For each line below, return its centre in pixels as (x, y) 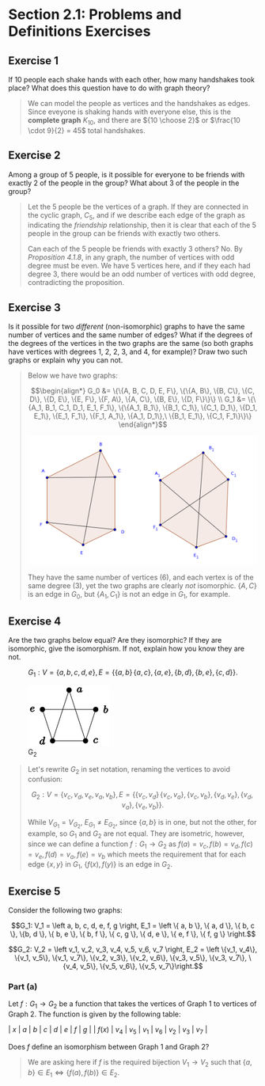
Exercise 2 (34, 156)
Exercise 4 (35, 621)
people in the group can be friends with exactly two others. (124, 234)
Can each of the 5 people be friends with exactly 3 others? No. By (135, 249)
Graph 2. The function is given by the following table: (95, 1014)
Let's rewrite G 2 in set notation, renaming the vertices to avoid (129, 770)
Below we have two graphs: (73, 376)
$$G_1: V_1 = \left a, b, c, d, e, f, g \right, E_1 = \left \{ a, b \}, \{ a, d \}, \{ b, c (133, 926)
